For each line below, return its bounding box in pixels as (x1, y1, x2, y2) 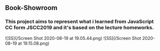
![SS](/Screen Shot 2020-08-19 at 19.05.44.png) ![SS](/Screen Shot (5, 35, 141, 41)
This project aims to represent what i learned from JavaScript (5, 18, 154, 25)
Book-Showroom (5, 4, 58, 12)
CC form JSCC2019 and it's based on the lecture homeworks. (5, 24, 154, 31)
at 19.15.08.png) (18, 40, 50, 46)
